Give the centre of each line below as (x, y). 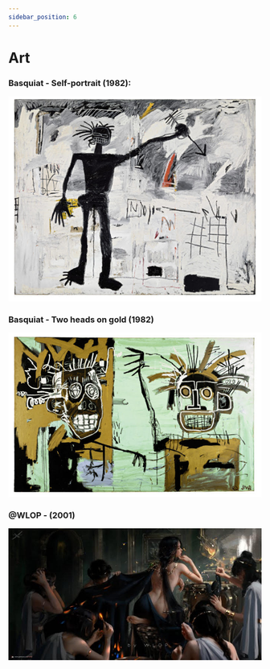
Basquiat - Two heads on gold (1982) (81, 320)
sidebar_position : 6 (43, 17)
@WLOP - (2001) (42, 515)
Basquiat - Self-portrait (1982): (70, 83)
